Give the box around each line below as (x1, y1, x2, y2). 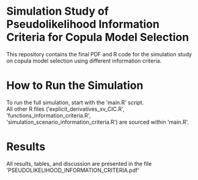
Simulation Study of (6, 4, 109, 18)
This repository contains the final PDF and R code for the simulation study (6, 50, 193, 58)
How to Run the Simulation (6, 78, 144, 92)
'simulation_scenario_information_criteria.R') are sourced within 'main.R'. (6, 118, 189, 126)
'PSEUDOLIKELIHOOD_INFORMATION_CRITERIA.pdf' (6, 167, 139, 174)
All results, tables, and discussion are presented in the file (6, 160, 152, 167)
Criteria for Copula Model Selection (6, 31, 189, 44)
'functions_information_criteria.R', (6, 111, 91, 119)
